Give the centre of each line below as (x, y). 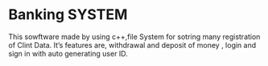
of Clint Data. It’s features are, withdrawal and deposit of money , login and (132, 45)
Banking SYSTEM (68, 15)
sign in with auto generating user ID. (68, 53)
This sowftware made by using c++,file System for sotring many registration (134, 37)
